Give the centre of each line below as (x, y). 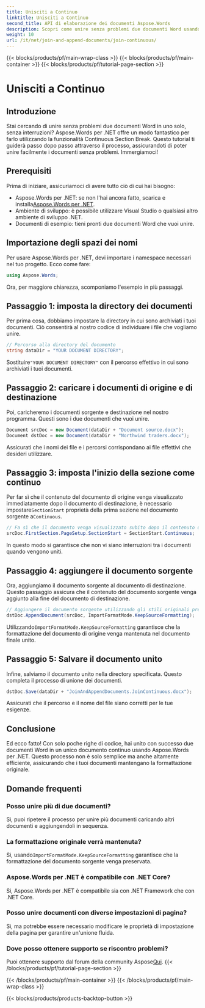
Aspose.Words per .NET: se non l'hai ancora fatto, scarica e (90, 198)
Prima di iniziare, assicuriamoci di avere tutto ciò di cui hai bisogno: (91, 186)
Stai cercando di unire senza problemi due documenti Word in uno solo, (96, 126)
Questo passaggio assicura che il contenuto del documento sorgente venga (102, 592)
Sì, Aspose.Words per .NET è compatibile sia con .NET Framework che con (101, 890)
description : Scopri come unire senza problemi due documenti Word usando (103, 29)
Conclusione (31, 729)
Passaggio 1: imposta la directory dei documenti (99, 306)
